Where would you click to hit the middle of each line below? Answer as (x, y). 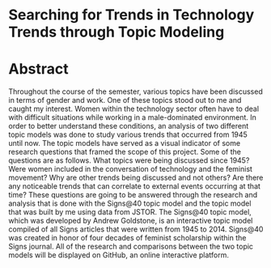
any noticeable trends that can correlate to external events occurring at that (135, 186)
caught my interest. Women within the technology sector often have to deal (134, 109)
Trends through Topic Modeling (116, 32)
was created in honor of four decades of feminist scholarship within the (127, 238)
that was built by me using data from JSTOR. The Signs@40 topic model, (130, 212)
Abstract (38, 69)
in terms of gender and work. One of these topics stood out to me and (125, 100)
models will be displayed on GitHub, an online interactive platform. (119, 255)
